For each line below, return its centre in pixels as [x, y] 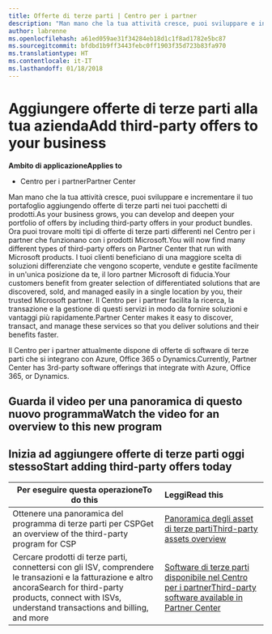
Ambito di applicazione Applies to [66, 165]
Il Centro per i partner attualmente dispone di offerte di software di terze [129, 350]
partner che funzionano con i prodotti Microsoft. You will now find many [127, 240]
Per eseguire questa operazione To [84, 489]
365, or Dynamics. [39, 376]
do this [85, 500]
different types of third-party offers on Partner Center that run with [120, 249]
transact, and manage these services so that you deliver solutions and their [134, 326]
